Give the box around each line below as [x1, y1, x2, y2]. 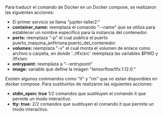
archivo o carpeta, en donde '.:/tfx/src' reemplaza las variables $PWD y [12, 50, 159, 56]
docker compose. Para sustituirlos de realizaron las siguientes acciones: [5, 81, 153, 87]
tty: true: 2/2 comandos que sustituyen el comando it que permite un [12, 101, 155, 107]
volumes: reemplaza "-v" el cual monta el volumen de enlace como [12, 45, 151, 51]
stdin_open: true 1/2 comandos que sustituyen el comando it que [12, 91, 146, 96]
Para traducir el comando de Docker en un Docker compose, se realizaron [5, 4, 157, 10]
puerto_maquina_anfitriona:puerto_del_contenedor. [12, 40, 116, 46]
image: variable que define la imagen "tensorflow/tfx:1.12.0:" [12, 66, 136, 72]
